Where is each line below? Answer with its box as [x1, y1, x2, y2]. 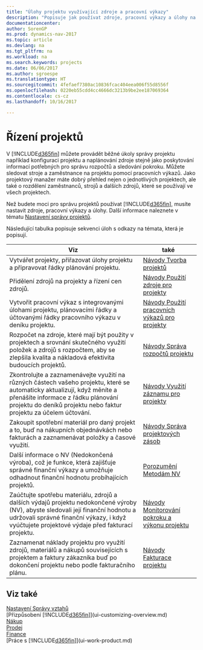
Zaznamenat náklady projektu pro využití [9, 538, 125, 547]
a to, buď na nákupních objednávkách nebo [9, 425, 133, 434]
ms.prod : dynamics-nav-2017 [6, 31, 77, 37]
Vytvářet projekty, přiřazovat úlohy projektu [9, 256, 133, 264]
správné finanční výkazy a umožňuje [9, 466, 114, 474]
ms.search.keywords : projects [6, 59, 83, 65]
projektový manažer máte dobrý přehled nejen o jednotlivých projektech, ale [6, 176, 196, 183]
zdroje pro [143, 280, 172, 289]
